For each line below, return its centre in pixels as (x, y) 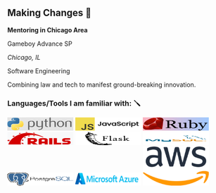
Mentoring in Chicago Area (47, 30)
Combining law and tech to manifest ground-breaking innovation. (102, 85)
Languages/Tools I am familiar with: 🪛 (74, 103)
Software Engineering (39, 70)
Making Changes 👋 (50, 13)
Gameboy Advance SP (40, 44)
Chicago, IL (24, 57)
